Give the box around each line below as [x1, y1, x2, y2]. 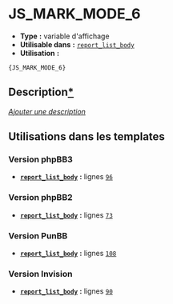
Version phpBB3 [8, 154, 74, 165]
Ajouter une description [8, 106, 86, 116]
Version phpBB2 [8, 192, 74, 203]
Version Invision [8, 268, 73, 279]
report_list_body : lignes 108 [19, 249, 117, 258]
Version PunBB [8, 230, 68, 241]
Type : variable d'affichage [19, 31, 110, 41]
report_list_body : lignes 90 [19, 286, 114, 296]
